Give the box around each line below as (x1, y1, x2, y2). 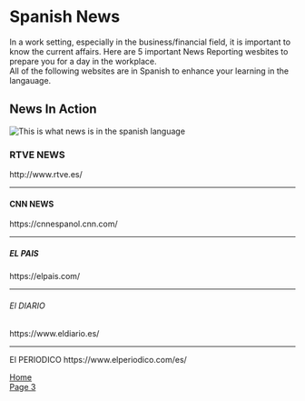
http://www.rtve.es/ (9, 169, 84, 180)
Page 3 (9, 382, 36, 393)
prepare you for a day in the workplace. (9, 55, 157, 66)
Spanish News (9, 6, 121, 27)
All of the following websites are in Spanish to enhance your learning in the (9, 65, 289, 76)
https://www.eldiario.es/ (9, 328, 100, 339)
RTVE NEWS (9, 148, 65, 161)
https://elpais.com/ (9, 271, 81, 282)
